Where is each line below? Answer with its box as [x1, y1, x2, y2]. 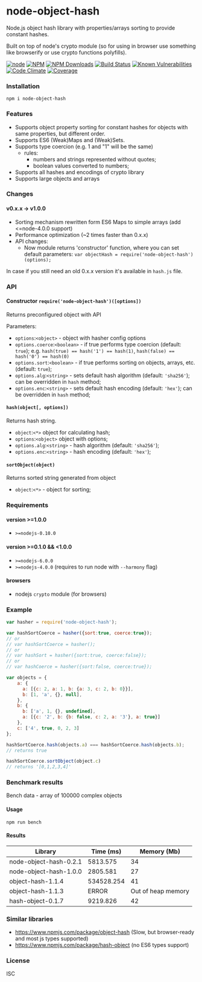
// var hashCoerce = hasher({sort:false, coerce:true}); [6, 664, 153, 670]
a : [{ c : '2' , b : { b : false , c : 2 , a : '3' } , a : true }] [22, 714, 161, 720]
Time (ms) [91, 847, 122, 856]
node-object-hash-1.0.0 [9, 867, 83, 876]
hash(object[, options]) [6, 405, 69, 411]
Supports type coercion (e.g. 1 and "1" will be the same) [14, 143, 154, 150]
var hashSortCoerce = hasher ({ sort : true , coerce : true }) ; [6, 630, 153, 636]
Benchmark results [6, 778, 63, 787]
